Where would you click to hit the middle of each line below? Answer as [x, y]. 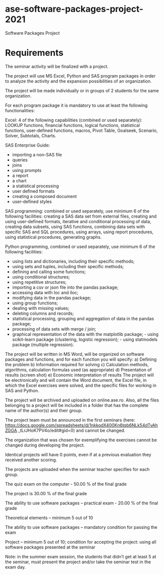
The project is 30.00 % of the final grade [46, 493]
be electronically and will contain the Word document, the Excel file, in [76, 380]
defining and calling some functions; [49, 272]
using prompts [27, 170]
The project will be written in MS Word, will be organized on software [75, 354]
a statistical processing [35, 186]
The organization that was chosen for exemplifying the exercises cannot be [81, 440]
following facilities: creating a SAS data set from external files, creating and [81, 216]
